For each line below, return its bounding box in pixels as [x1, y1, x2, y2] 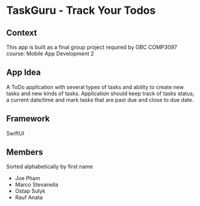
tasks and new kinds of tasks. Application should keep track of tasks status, [6, 90, 195, 97]
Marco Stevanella [14, 181, 58, 189]
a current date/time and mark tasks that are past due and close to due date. [6, 96, 194, 103]
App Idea [6, 67, 41, 78]
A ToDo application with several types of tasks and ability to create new [6, 83, 184, 90]
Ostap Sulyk [14, 187, 46, 195]
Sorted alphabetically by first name [6, 163, 93, 170]
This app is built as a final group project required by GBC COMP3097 [6, 43, 178, 51]
